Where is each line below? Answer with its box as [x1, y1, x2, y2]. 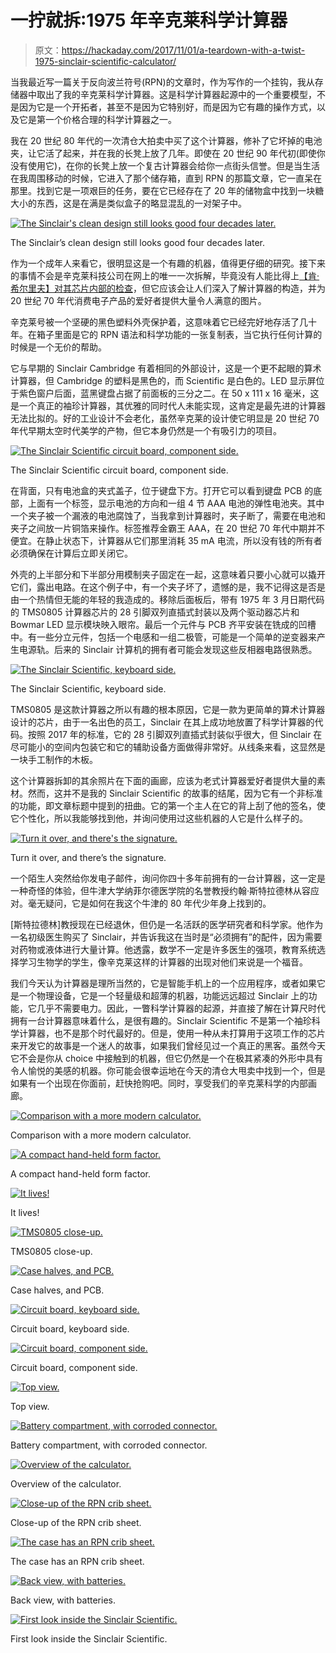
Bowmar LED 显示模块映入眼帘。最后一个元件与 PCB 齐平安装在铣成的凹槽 [10, 618, 317, 630]
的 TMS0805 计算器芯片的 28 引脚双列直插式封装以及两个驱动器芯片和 [10, 606, 300, 618]
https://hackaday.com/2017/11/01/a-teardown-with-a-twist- [61, 44, 306, 56]
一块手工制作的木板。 [10, 753, 98, 765]
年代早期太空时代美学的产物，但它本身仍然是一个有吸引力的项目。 [10, 424, 282, 436]
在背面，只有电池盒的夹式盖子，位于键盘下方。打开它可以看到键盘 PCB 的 [10, 484, 314, 496]
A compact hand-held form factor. [10, 1167, 152, 1180]
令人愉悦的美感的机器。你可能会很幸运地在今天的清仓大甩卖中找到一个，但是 [10, 1064, 326, 1076]
